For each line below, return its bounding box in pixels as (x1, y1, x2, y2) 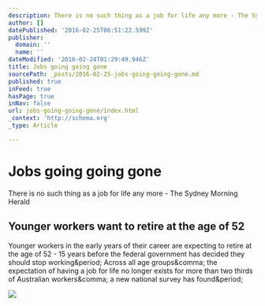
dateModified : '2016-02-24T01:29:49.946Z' (8, 56, 150, 64)
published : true (8, 77, 62, 85)
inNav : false (8, 99, 51, 107)
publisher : (8, 33, 44, 42)
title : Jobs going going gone (8, 63, 108, 71)
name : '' (15, 48, 44, 56)
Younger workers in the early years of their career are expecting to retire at (8, 241, 252, 250)
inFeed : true (8, 84, 51, 93)
